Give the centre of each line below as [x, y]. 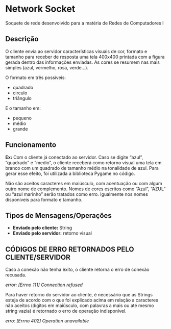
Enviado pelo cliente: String [42, 228]
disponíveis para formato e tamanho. [44, 199]
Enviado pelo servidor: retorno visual [52, 233]
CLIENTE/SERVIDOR [38, 257]
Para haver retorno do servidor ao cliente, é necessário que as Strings [79, 295]
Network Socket [40, 9]
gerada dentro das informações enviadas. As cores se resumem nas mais [82, 62]
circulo [20, 93]
